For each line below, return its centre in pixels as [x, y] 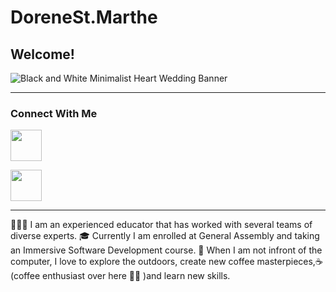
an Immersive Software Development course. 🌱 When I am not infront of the [166, 250]
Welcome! [42, 54]
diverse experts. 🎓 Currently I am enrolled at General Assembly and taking [165, 236]
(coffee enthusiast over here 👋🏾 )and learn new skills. [120, 276]
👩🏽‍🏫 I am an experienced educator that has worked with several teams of [161, 225]
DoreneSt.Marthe [84, 17]
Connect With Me [54, 113]
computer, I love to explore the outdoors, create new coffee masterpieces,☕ [166, 262]
